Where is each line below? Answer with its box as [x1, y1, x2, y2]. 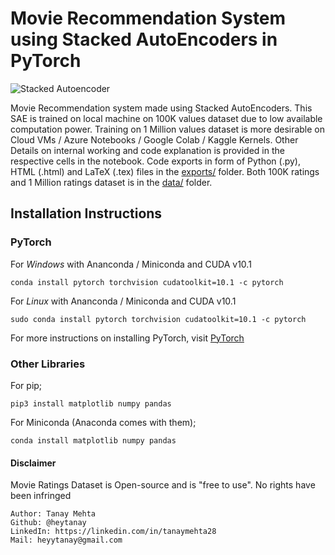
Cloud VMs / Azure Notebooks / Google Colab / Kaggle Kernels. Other [10, 133, 299, 146]
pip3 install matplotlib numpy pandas [10, 398, 172, 409]
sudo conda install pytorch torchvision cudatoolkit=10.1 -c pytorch [10, 314, 307, 324]
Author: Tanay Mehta [10, 509, 97, 519]
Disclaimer [10, 457, 57, 469]
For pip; [10, 379, 43, 391]
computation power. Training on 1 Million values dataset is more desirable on [10, 123, 326, 135]
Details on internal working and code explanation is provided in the [10, 144, 285, 156]
